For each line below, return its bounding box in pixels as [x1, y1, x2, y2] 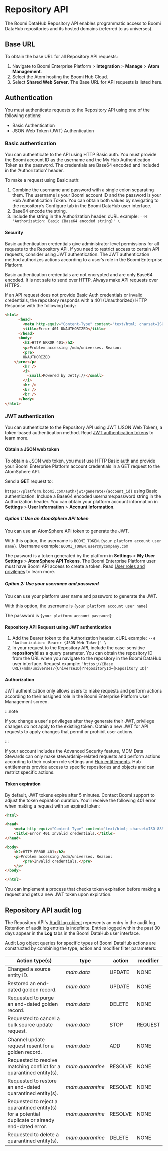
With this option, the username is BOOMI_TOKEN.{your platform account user [5, 538, 161, 544]
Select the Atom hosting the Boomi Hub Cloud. [12, 74, 108, 80]
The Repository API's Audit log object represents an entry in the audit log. [5, 919, 157, 925]
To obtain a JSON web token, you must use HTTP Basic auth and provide [5, 458, 156, 464]
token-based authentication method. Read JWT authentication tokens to [5, 429, 154, 435]
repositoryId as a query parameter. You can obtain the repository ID [12, 650, 153, 656]
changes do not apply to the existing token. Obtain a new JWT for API [5, 723, 149, 729]
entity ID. [7, 972, 29, 979]
